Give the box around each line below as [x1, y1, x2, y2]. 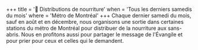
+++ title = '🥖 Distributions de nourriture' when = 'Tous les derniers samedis [6, 6, 193, 12]
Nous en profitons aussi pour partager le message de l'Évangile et [21, 31, 183, 38]
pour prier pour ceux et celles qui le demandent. [6, 37, 124, 44]
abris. [6, 31, 20, 38]
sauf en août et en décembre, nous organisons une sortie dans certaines [6, 18, 184, 25]
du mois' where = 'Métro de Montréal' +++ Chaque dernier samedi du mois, [6, 12, 191, 19]
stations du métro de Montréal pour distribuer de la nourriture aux [6, 24, 167, 32]
